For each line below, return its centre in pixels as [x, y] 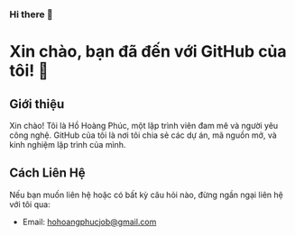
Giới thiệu [37, 104]
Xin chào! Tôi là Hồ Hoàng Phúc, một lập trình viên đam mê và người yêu [144, 125]
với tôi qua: [30, 204]
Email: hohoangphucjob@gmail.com [89, 222]
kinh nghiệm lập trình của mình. [68, 144]
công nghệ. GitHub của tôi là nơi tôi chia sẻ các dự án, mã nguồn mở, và [143, 135]
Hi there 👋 [32, 14]
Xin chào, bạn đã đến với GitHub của [148, 52]
